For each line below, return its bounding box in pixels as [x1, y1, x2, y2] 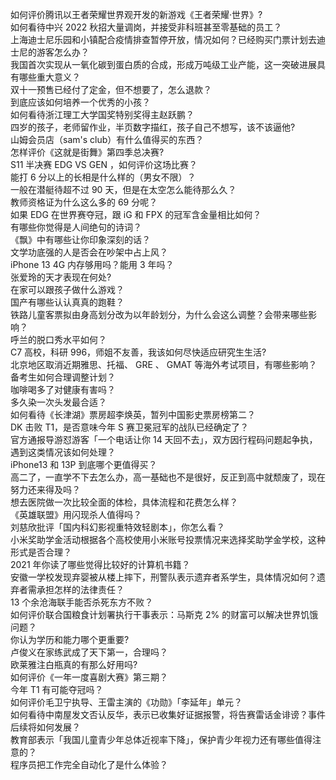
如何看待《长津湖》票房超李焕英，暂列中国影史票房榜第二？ [10, 409, 256, 420]
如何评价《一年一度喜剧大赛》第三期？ [10, 671, 168, 683]
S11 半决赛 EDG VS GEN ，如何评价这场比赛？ [10, 159, 198, 170]
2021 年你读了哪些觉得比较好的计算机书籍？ [10, 559, 191, 570]
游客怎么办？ [36, 46, 90, 58]
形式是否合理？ [10, 546, 72, 558]
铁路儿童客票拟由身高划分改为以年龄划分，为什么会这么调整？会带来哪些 [10, 309, 308, 320]
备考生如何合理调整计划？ [10, 371, 116, 383]
